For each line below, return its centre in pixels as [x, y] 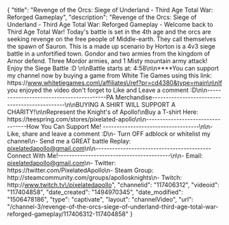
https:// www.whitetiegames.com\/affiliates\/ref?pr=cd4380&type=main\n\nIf [114, 83]
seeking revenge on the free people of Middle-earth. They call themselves [112, 39]
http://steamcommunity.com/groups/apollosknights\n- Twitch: [95, 177]
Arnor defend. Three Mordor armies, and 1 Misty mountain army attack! [107, 61]
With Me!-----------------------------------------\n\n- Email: [118, 156]
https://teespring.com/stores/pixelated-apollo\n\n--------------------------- [114, 119]
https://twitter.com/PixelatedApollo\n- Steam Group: [80, 170]
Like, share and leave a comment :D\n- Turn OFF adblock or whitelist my [109, 134]
